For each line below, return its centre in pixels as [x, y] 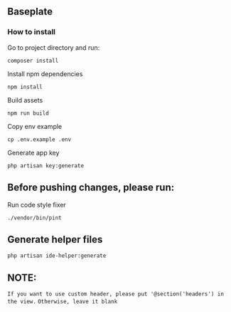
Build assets [25, 100]
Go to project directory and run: [54, 47]
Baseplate [30, 12]
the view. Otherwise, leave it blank [63, 302]
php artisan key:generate [45, 166]
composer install [33, 61]
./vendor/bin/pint [34, 218]
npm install [25, 87]
